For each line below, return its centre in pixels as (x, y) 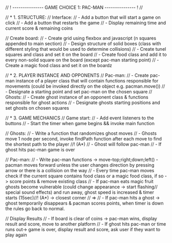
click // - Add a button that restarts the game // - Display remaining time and (86, 23)
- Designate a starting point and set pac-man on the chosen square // (79, 92)
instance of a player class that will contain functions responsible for (87, 81)
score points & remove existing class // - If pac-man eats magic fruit (82, 181)
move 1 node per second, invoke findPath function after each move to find (84, 139)
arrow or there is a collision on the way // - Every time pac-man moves (80, 170)
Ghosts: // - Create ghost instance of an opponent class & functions (77, 97)
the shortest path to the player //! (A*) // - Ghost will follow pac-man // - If (83, 144)
